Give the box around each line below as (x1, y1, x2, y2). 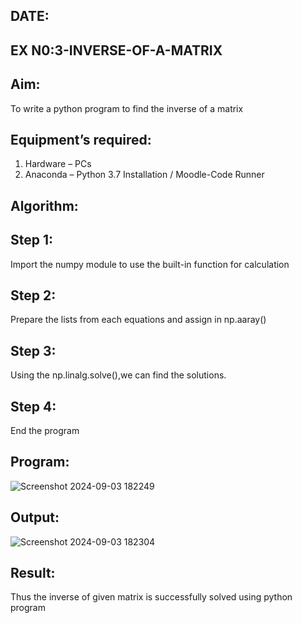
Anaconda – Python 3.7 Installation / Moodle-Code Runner (24, 169, 265, 181)
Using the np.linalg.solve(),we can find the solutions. (10, 369, 227, 381)
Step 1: (10, 232, 54, 249)
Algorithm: (10, 197, 79, 214)
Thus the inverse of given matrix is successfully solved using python (10, 591, 293, 603)
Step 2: (10, 287, 57, 304)
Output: (10, 509, 60, 526)
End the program (10, 425, 80, 437)
